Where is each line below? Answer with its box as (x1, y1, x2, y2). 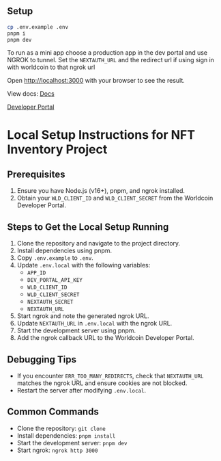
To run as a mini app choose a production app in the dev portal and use (7, 49, 208, 57)
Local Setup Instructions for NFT (7, 127, 196, 142)
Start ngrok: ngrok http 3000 (16, 446, 98, 454)
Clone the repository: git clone (16, 424, 106, 432)
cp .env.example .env (7, 23, 69, 30)
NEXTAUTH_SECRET (27, 299, 74, 306)
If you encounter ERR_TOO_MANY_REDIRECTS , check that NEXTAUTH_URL (16, 372, 204, 380)
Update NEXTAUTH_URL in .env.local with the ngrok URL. (16, 319, 173, 328)
